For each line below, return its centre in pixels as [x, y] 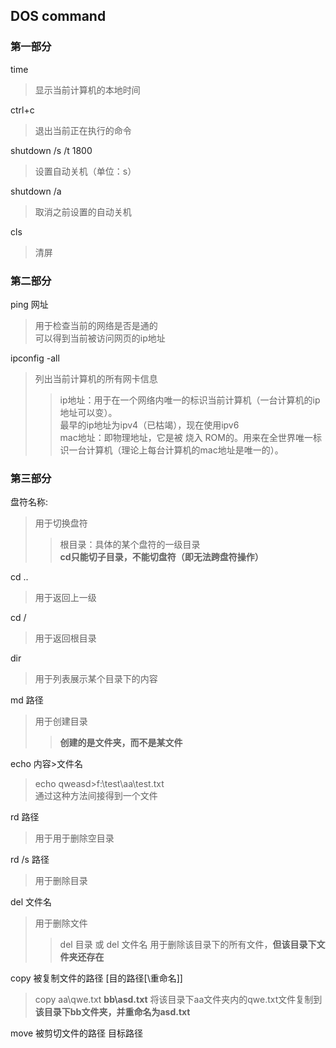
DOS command [58, 16]
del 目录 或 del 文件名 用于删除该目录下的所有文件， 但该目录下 [188, 945]
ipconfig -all [35, 358]
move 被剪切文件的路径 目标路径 [77, 1033]
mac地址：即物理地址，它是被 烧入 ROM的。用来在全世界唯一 [186, 437]
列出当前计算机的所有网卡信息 [96, 378]
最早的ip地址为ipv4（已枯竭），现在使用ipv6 [149, 425]
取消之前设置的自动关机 [83, 211]
